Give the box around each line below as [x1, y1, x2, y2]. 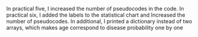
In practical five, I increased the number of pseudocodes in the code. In [6, 5, 184, 12]
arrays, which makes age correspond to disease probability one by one [6, 24, 184, 31]
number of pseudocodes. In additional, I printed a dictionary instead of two [6, 18, 193, 24]
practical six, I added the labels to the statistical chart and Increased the [6, 11, 185, 18]
